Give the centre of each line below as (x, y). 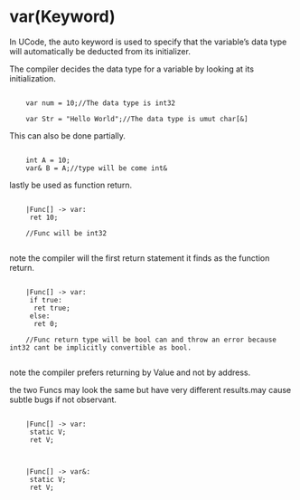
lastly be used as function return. (71, 185)
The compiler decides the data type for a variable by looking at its (132, 69)
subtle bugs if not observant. (63, 399)
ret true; (52, 308)
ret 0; (46, 323)
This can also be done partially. (68, 135)
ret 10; (44, 217)
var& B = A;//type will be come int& (97, 168)
